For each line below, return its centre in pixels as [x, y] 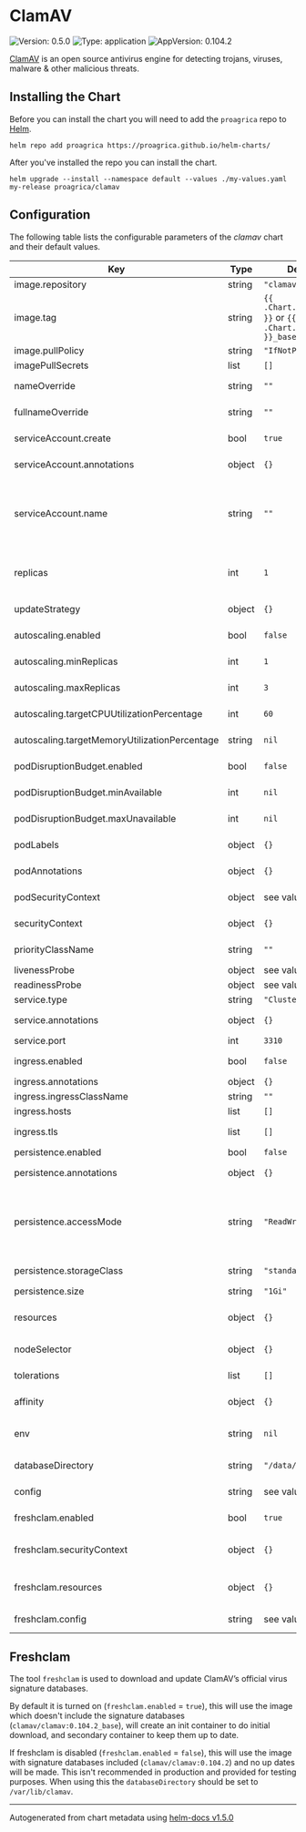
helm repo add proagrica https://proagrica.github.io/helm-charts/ [140, 145]
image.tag [36, 317]
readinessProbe [48, 985]
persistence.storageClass [69, 1270]
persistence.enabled [58, 1151]
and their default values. [55, 246]
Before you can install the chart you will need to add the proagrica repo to [148, 118]
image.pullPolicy [49, 350]
